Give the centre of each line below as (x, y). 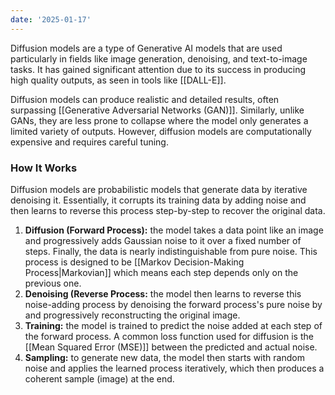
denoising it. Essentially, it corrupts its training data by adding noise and (158, 200)
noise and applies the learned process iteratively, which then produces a (174, 368)
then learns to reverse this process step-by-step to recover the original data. (168, 210)
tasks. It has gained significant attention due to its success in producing (158, 69)
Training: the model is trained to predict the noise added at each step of (173, 325)
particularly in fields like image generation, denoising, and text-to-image (159, 58)
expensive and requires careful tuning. (89, 142)
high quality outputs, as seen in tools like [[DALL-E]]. (118, 80)
